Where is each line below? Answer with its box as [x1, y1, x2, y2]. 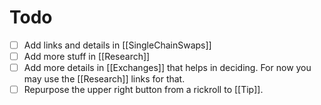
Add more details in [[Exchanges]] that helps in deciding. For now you [23, 62, 312, 74]
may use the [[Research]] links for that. [23, 73, 186, 85]
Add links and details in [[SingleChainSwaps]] [23, 39, 212, 51]
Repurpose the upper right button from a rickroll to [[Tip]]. [23, 84, 264, 96]
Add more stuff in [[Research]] [23, 51, 151, 62]
